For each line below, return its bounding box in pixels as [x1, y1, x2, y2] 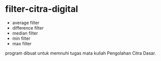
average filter [12, 20, 40, 26]
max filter [12, 40, 32, 46]
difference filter [12, 25, 44, 30]
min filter [12, 35, 31, 41]
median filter [12, 30, 38, 36]
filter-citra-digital [5, 3, 78, 15]
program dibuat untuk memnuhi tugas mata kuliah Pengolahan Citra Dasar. [5, 50, 156, 56]
